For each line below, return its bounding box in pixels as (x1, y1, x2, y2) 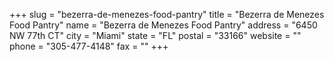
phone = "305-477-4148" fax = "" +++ (9, 40, 169, 52)
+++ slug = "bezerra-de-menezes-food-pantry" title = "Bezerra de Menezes (9, 9, 325, 20)
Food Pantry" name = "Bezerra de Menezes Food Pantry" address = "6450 (9, 19, 318, 31)
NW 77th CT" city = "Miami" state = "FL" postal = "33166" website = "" (9, 30, 302, 41)
